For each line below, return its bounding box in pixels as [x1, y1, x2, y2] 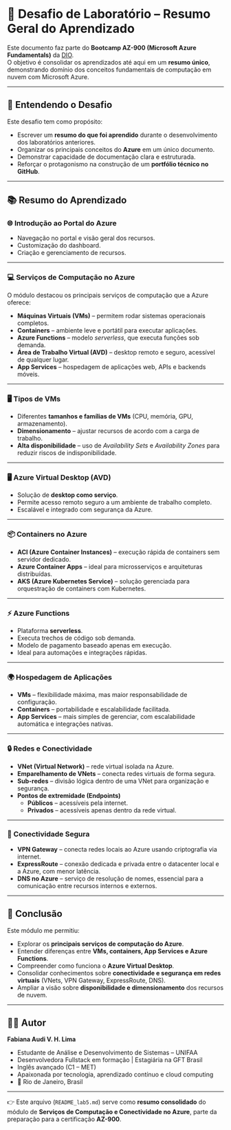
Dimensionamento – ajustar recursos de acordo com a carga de [16, 427, 199, 435]
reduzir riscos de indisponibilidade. [16, 449, 117, 457]
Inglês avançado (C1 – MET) [16, 1063, 96, 1072]
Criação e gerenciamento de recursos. [16, 249, 126, 257]
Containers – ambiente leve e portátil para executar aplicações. [16, 326, 198, 334]
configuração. [16, 698, 57, 707]
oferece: [7, 298, 31, 307]
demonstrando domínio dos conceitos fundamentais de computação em [7, 65, 212, 74]
